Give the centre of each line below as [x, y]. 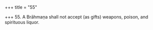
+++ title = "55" [21, 7]
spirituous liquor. [22, 22]
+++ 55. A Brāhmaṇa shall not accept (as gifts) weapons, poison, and [76, 17]
